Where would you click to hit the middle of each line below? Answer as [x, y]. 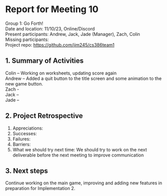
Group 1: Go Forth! [24, 23]
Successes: [25, 133]
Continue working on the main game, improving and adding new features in [84, 183]
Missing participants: [27, 40]
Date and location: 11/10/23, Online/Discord [50, 28]
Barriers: [22, 144]
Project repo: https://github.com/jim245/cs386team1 [60, 45]
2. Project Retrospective [44, 116]
